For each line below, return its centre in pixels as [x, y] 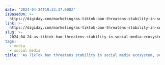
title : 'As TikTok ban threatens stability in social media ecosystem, [80, 55]
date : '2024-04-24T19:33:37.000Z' [41, 10]
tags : [11, 42]
